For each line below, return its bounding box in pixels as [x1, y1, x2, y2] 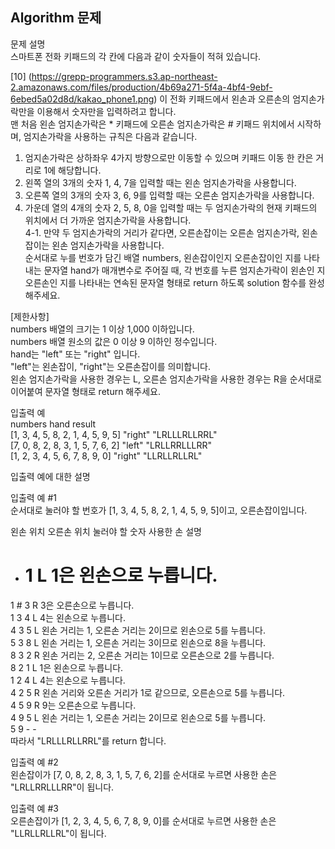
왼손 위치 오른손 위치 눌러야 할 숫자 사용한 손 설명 [10, 525, 202, 537]
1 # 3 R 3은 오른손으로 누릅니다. [10, 599, 135, 611]
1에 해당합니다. [43, 164, 102, 176]
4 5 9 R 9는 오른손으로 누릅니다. [10, 699, 137, 711]
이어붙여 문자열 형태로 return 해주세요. [10, 385, 161, 397]
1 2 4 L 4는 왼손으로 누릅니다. [10, 674, 126, 686]
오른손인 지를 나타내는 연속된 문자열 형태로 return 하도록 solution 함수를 [24, 276, 307, 288]
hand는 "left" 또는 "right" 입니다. [10, 348, 141, 360]
